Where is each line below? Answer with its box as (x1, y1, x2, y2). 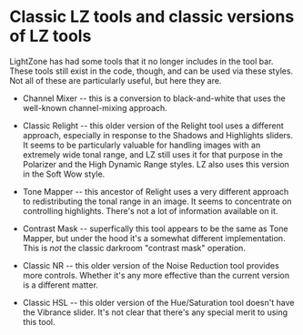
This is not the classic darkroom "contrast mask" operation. (22, 242, 246, 253)
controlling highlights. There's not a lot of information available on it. (22, 205, 278, 216)
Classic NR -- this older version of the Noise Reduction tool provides (22, 259, 279, 270)
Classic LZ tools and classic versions (9, 6, 295, 27)
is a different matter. (22, 279, 98, 290)
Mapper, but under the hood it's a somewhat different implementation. (22, 232, 286, 243)
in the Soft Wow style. (22, 168, 106, 179)
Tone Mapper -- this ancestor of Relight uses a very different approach (22, 186, 289, 197)
